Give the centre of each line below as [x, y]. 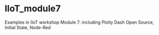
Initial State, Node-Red [28, 27]
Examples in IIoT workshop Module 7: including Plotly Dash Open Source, [79, 22]
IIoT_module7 [33, 9]
